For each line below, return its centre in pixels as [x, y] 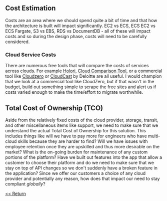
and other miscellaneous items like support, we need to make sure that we [82, 125]
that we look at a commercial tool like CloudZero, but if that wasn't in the [80, 82]
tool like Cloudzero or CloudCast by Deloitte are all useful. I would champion [83, 76]
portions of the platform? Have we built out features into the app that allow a [84, 157]
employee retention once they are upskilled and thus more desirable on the [82, 146]
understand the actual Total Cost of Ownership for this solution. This [75, 130]
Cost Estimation [30, 8]
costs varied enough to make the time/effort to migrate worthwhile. [74, 92]
